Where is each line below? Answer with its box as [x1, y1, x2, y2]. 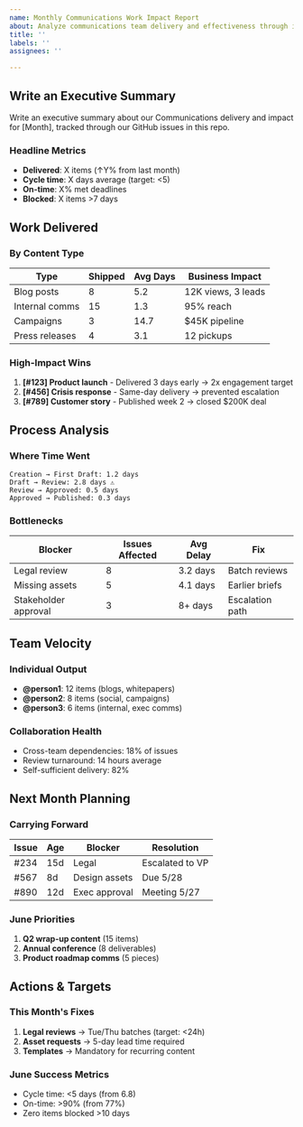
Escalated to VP [142, 856, 209, 869]
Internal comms [14, 300, 80, 312]
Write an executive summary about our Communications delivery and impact [9, 112, 294, 123]
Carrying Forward [9, 818, 88, 831]
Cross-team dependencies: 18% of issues [22, 746, 179, 757]
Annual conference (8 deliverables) [22, 943, 157, 954]
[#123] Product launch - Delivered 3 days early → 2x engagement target [22, 377, 294, 388]
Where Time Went [9, 449, 90, 461]
